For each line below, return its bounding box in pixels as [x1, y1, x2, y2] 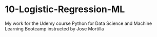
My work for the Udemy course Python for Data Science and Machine [5, 20, 152, 26]
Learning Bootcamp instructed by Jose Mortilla [5, 25, 104, 31]
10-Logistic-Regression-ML [5, 4, 125, 15]
